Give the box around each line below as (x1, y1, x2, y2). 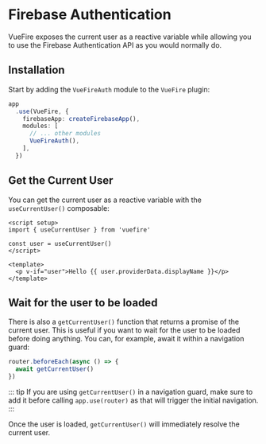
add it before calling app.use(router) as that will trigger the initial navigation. (8, 395, 259, 405)
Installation (8, 64, 65, 77)
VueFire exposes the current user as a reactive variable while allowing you (8, 32, 252, 41)
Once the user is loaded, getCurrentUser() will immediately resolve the (8, 419, 240, 429)
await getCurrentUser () (15, 365, 94, 373)
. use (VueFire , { (15, 107, 69, 115)
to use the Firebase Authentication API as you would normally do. (8, 40, 222, 49)
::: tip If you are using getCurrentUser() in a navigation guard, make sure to (8, 388, 253, 396)
